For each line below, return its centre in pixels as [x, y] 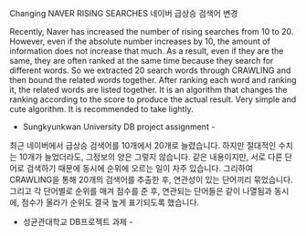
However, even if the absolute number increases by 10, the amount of [140, 41]
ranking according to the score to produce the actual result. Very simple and [153, 99]
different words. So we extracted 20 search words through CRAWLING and [150, 70]
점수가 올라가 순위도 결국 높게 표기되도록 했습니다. [110, 202]
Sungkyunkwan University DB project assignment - [119, 127]
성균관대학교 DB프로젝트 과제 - [78, 222]
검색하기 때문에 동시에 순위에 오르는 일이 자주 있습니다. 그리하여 [139, 168]
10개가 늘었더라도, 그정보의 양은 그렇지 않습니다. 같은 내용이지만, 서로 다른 [151, 157]
